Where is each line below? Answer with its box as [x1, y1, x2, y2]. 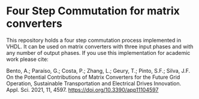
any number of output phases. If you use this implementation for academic [6, 49, 191, 56]
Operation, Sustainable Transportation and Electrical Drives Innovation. [6, 79, 182, 87]
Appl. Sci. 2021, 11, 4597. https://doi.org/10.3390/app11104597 [6, 86, 159, 93]
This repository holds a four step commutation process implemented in [6, 36, 182, 44]
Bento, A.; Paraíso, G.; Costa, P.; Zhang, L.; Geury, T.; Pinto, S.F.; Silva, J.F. [6, 67, 191, 74]
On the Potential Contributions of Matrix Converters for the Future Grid [6, 73, 180, 81]
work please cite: [6, 55, 49, 63]
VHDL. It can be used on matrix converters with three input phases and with [6, 43, 194, 50]
